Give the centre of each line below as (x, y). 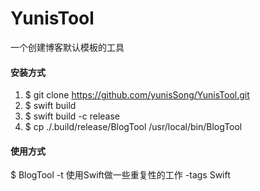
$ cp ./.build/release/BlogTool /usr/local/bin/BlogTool (133, 127)
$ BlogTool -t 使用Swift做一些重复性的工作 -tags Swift (120, 175)
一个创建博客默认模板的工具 (67, 47)
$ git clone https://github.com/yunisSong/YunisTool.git (137, 95)
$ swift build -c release (72, 116)
